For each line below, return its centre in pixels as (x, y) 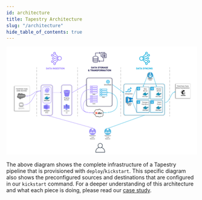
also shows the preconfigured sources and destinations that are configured (100, 178)
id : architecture (28, 13)
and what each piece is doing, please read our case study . (79, 190)
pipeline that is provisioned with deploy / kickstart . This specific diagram (96, 171)
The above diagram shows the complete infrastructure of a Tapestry (91, 165)
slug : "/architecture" (35, 25)
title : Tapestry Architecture (44, 19)
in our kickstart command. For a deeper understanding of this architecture (100, 184)
